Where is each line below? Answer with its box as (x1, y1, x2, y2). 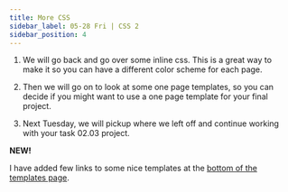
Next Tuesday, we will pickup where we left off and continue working (22, 118, 280, 129)
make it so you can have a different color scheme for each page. (22, 64, 264, 75)
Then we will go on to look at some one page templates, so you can (22, 82, 274, 93)
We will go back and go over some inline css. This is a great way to (22, 55, 273, 66)
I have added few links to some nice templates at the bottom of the (9, 163, 257, 174)
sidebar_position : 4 (9, 30, 88, 39)
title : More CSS (9, 13, 70, 23)
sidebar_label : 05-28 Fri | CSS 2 (9, 22, 140, 31)
